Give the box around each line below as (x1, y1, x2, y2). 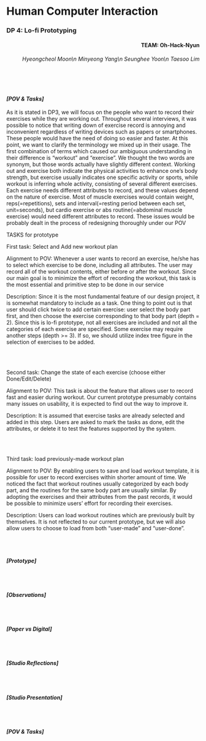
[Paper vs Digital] (6, 625, 52, 633)
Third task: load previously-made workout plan (6, 455, 124, 463)
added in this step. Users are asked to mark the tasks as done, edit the (6, 419, 185, 426)
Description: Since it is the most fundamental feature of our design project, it (6, 293, 200, 300)
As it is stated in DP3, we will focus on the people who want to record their (6, 108, 194, 116)
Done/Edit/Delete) (6, 375, 52, 382)
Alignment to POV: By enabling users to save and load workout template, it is (6, 467, 200, 474)
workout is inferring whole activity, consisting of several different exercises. (6, 180, 197, 188)
